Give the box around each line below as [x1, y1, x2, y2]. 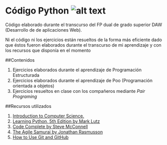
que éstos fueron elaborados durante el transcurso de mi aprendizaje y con [5, 42, 162, 48]
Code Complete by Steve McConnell [12, 123, 88, 129]
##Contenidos [5, 57, 35, 63]
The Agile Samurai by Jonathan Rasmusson [12, 128, 103, 135]
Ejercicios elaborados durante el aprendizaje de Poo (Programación [12, 77, 152, 83]
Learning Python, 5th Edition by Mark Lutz [12, 118, 100, 124]
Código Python [5, 5, 69, 17]
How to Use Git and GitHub [12, 134, 69, 140]
